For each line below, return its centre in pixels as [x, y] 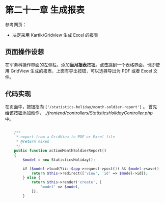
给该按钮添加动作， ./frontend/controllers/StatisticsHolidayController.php [79, 113]
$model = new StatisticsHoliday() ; [59, 160]
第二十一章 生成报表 [45, 10]
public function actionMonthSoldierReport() [60, 151]
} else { [32, 178]
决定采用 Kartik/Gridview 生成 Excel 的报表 [55, 35]
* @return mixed [33, 142]
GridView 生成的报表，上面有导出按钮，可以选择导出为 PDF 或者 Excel [81, 71]
